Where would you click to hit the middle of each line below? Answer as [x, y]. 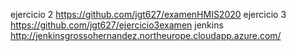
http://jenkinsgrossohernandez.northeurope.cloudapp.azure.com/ [146, 35]
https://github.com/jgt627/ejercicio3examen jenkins [117, 25]
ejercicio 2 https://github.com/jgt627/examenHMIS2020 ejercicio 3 [148, 14]
